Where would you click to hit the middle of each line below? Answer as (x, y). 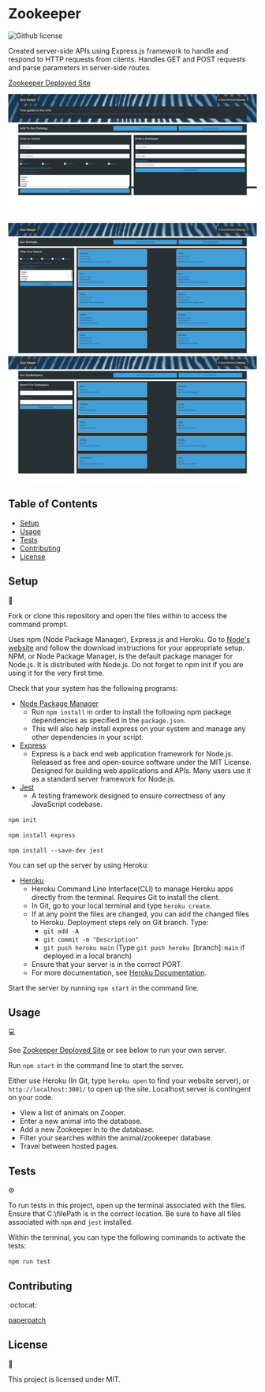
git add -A (61, 931)
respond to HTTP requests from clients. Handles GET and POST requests (127, 59)
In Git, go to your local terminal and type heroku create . (121, 905)
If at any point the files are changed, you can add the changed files (140, 914)
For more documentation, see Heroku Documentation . (119, 972)
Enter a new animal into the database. (81, 1121)
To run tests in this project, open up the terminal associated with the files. (127, 1205)
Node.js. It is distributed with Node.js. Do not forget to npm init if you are (126, 664)
